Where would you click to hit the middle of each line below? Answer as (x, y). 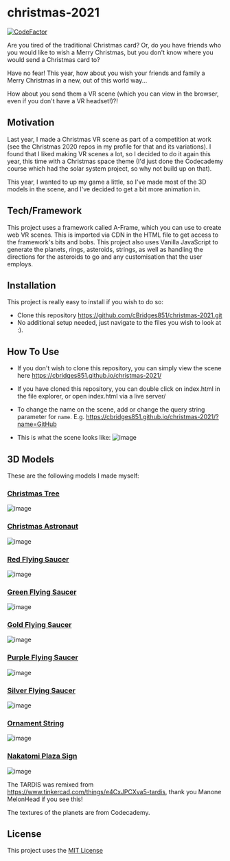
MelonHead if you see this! (45, 799)
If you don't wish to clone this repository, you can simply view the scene (119, 368)
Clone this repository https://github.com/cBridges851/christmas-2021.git (119, 315)
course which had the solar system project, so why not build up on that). (110, 168)
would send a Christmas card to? (54, 59)
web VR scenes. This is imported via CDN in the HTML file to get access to (113, 235)
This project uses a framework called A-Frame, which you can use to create (114, 227)
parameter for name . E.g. (50, 417)
